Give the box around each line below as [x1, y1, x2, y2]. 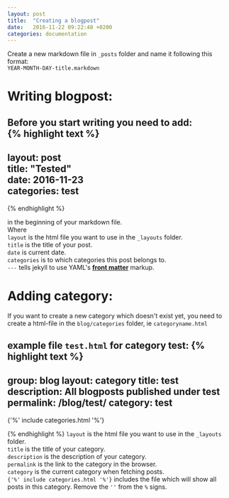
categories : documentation [7, 30, 87, 38]
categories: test [7, 185, 79, 197]
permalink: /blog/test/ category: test [7, 397, 173, 409]
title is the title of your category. [7, 445, 106, 453]
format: [7, 58, 29, 66]
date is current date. [7, 248, 67, 256]
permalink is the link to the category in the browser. [7, 460, 157, 468]
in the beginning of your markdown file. [7, 217, 123, 226]
